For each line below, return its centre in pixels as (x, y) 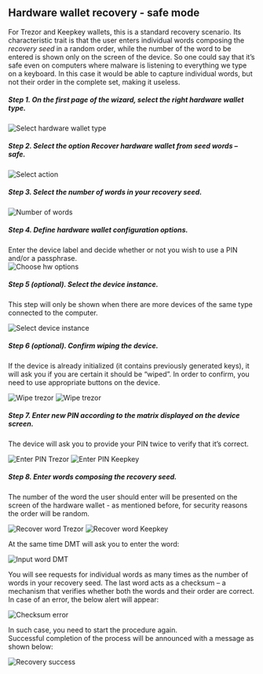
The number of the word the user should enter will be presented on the (123, 496)
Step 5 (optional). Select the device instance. (83, 284)
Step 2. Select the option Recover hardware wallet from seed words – (123, 146)
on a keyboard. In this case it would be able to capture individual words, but (130, 73)
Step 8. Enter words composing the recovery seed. (93, 477)
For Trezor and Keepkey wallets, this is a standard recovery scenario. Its (125, 31)
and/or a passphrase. (43, 258)
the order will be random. (49, 513)
